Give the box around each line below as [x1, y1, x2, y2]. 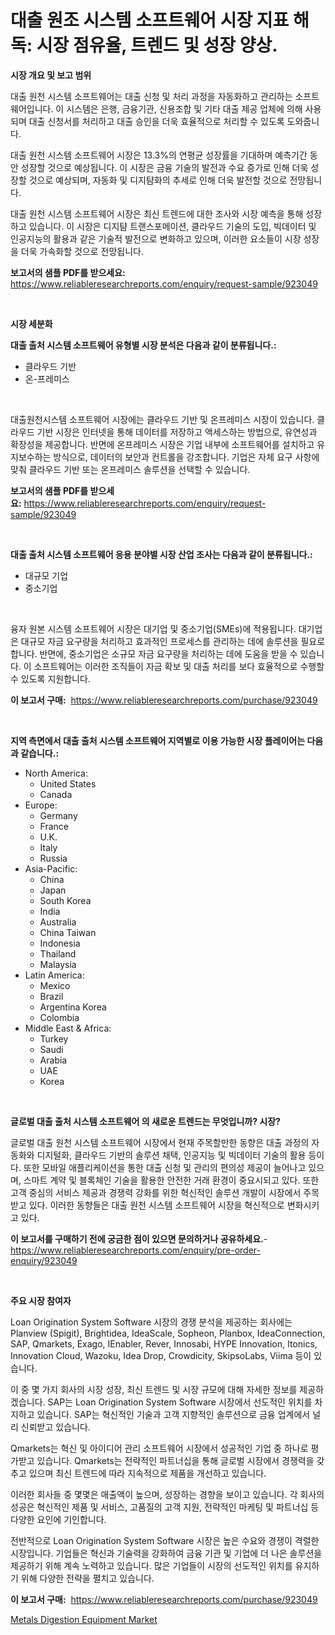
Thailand [39, 947, 77, 960]
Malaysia [39, 958, 77, 970]
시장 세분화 [10, 317, 53, 330]
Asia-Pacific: [24, 862, 78, 875]
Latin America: [24, 969, 85, 981]
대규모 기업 [24, 569, 69, 581]
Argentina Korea [39, 1001, 107, 1013]
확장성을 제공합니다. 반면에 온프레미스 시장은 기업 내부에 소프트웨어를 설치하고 [10, 438, 315, 450]
